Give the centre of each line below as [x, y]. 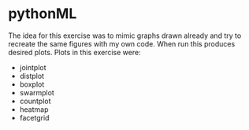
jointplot [33, 67]
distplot [32, 76]
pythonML [43, 14]
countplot [35, 101]
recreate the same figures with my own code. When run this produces [122, 43]
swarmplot [37, 92]
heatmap [34, 109]
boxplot [32, 84]
